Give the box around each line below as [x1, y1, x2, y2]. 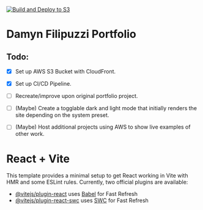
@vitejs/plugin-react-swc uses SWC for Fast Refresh [15, 197, 149, 204]
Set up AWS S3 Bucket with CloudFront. [15, 68, 116, 75]
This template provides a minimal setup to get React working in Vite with [6, 172, 188, 179]
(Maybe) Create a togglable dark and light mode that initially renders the [15, 105, 197, 112]
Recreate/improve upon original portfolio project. [15, 92, 138, 100]
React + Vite [6, 152, 70, 165]
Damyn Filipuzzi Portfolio [6, 28, 136, 41]
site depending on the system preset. [15, 111, 109, 119]
